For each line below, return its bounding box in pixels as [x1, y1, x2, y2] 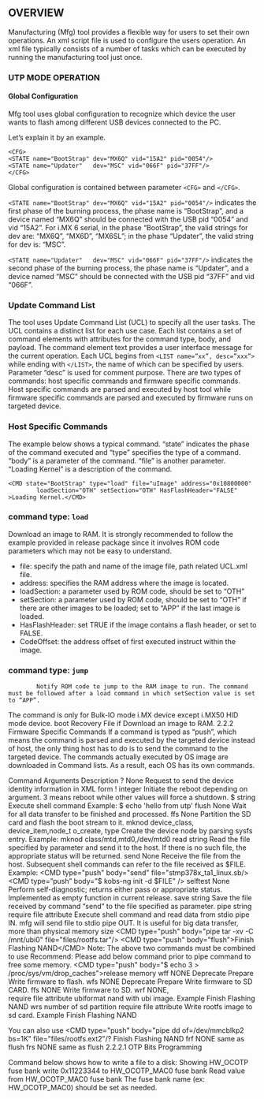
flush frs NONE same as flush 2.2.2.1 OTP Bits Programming [8, 1042, 203, 1052]
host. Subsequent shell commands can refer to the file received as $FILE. [8, 859, 247, 870]
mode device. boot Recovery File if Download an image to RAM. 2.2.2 [8, 719, 234, 728]
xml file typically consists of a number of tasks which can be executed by [8, 43, 247, 54]
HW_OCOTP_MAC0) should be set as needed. [8, 1083, 158, 1093]
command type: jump [8, 665, 89, 676]
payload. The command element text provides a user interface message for [8, 343, 254, 352]
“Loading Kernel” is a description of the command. [8, 464, 173, 474]
